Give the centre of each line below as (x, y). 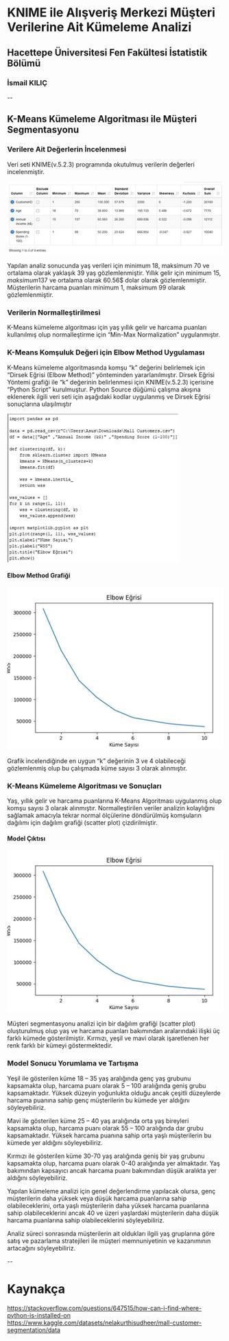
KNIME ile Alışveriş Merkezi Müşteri (111, 13)
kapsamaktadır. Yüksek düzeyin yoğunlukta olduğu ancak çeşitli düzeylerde (114, 1093)
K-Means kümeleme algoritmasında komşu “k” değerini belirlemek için (106, 367)
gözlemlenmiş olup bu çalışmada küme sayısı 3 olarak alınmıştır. (97, 768)
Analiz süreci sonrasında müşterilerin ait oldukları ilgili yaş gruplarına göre (111, 1233)
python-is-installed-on (39, 1315)
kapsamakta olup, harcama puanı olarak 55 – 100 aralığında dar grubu (105, 1128)
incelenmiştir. (26, 171)
